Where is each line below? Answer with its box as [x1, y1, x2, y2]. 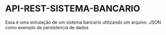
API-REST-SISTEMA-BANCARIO [5, 3, 141, 14]
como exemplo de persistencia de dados [5, 24, 89, 30]
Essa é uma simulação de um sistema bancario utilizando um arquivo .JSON [5, 19, 161, 25]
